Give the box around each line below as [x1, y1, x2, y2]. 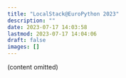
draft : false [7, 37, 46, 44]
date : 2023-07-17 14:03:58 [7, 23, 88, 30]
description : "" [7, 17, 56, 24]
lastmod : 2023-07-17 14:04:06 [7, 30, 98, 38]
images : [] [7, 43, 40, 50]
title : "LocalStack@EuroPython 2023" [7, 10, 120, 18]
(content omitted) [7, 63, 58, 71]
